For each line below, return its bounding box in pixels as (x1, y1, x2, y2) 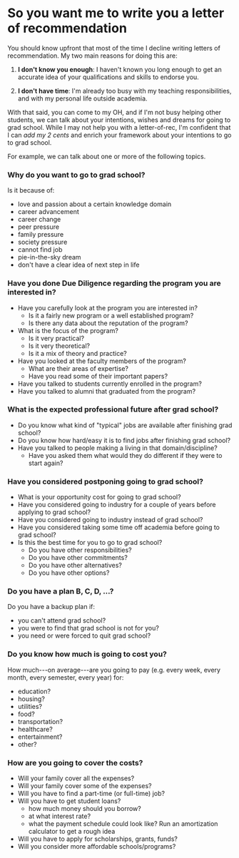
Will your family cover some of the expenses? (17, 782, 152, 790)
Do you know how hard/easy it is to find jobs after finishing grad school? (17, 436, 231, 444)
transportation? (17, 717, 63, 725)
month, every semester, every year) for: (7, 673, 124, 682)
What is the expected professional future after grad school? (7, 404, 219, 414)
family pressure (17, 230, 64, 239)
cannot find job (17, 245, 63, 254)
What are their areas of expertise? (28, 364, 128, 372)
